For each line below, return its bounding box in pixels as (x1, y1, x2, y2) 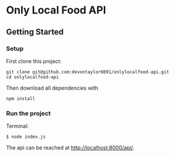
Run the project (6, 109, 51, 117)
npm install (6, 95, 35, 101)
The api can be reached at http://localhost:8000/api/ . (6, 144, 135, 151)
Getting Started (6, 27, 64, 37)
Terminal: (6, 122, 29, 129)
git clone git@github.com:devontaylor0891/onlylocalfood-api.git (6, 69, 169, 75)
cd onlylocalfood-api (6, 74, 59, 80)
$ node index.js (6, 134, 46, 140)
